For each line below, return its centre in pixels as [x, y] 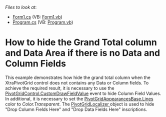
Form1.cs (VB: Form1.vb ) [37, 17]
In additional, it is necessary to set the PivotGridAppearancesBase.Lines [79, 98]
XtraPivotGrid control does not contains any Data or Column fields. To [77, 82]
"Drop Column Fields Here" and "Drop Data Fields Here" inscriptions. [76, 109]
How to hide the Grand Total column [81, 42]
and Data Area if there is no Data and [83, 53]
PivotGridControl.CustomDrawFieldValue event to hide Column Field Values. [83, 93]
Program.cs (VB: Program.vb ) [43, 22]
